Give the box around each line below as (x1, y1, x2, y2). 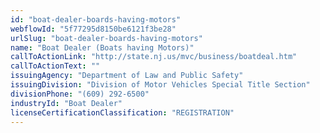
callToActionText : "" (10, 61, 101, 71)
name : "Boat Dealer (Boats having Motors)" (10, 42, 195, 53)
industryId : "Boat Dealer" (10, 98, 123, 108)
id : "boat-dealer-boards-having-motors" (10, 14, 182, 25)
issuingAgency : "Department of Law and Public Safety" (10, 71, 244, 81)
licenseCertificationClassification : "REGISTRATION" (10, 107, 235, 118)
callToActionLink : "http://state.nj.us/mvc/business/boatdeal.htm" (10, 52, 298, 62)
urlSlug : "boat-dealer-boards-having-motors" (10, 33, 203, 43)
